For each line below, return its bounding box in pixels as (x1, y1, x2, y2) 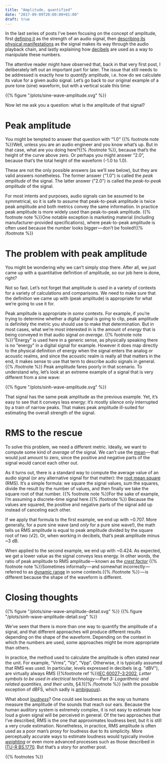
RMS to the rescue (5, 427, 83, 439)
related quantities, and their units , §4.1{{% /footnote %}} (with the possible (5, 681, 159, 687)
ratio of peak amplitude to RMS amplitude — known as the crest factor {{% (5, 558, 158, 564)
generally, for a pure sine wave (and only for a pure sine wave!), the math (5, 522, 156, 528)
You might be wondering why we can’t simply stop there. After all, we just (5, 264, 156, 271)
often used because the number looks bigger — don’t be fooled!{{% (5, 225, 144, 231)
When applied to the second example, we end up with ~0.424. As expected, (5, 547, 161, 554)
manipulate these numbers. (5, 52, 61, 58)
